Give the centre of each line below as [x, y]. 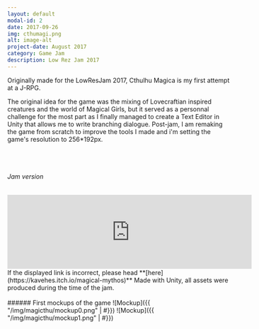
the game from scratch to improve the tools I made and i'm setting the [109, 131]
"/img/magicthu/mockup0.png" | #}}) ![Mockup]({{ [81, 310]
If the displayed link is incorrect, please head [73, 272]
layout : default [31, 14]
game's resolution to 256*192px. [55, 139]
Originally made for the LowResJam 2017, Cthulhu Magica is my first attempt [119, 80]
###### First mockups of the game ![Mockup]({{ [79, 303]
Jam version [25, 177]
